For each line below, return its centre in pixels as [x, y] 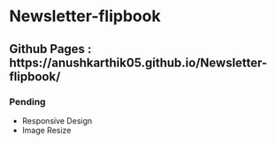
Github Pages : [50, 49]
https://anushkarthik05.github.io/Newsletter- [138, 62]
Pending [27, 102]
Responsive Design [57, 120]
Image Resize [46, 130]
